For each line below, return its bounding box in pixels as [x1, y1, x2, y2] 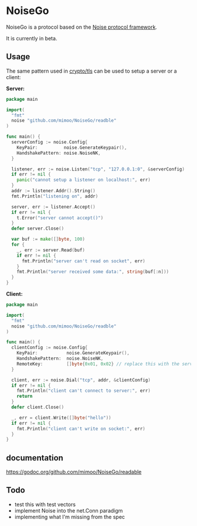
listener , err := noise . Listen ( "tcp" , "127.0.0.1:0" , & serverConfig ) [11, 166, 185, 172]
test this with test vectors [14, 501, 76, 508]
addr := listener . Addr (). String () [11, 188, 96, 194]
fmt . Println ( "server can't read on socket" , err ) [21, 258, 145, 264]
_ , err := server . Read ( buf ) [16, 247, 85, 253]
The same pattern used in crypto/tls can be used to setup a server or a [6, 67, 177, 74]
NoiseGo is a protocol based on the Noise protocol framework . [6, 23, 157, 30]
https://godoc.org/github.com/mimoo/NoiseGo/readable [6, 469, 142, 476]
